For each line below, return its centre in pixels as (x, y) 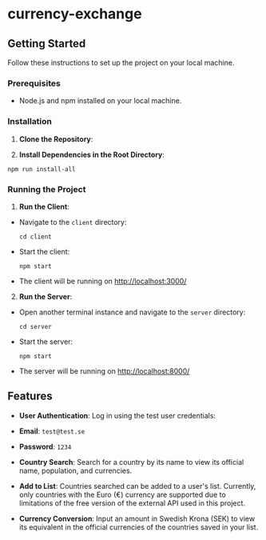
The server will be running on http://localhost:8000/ (104, 371)
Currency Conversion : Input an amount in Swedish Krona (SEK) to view (137, 518)
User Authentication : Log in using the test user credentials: (117, 415)
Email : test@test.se (52, 431)
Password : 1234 (45, 446)
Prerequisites (34, 83)
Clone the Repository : (56, 139)
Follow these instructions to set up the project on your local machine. (121, 62)
